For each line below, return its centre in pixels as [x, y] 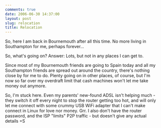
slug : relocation [23, 23]
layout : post [18, 18]
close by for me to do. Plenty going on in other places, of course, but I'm [78, 76]
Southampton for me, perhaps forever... [45, 47]
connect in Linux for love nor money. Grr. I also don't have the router [73, 111]
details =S [15, 121]
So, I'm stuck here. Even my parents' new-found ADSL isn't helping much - [80, 96]
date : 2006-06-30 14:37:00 [32, 14]
